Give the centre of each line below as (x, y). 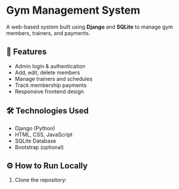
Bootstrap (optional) (39, 147)
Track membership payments (51, 85)
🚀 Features (26, 52)
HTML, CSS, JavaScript (44, 134)
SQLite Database (35, 141)
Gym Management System (73, 10)
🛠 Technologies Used (48, 111)
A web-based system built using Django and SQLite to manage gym (90, 27)
